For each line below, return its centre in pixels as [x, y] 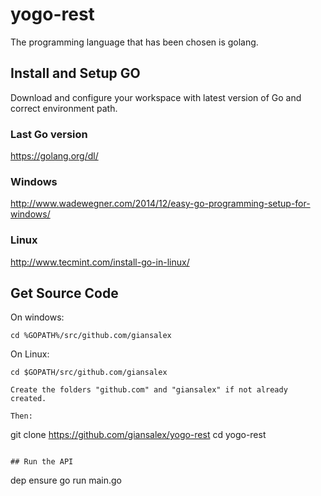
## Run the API [42, 462]
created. [28, 399]
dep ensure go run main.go [66, 480]
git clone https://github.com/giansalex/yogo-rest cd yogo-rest [138, 435]
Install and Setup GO [75, 73]
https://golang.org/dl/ [54, 156]
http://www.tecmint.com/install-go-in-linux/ [100, 262]
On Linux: [30, 354]
